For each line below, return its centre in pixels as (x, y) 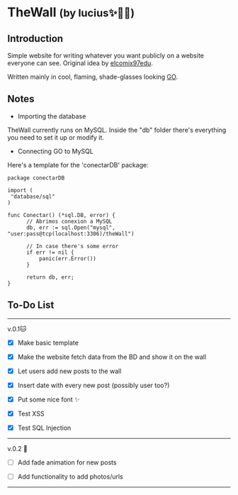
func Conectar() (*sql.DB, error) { (61, 215)
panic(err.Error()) (68, 258)
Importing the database (52, 116)
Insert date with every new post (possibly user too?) (93, 385)
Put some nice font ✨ (49, 399)
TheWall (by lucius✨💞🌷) (71, 12)
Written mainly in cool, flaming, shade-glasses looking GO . (93, 77)
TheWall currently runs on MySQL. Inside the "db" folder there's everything (117, 130)
